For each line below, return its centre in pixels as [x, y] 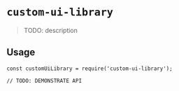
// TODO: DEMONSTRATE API [44, 80]
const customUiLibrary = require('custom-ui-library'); [89, 69]
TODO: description [51, 30]
